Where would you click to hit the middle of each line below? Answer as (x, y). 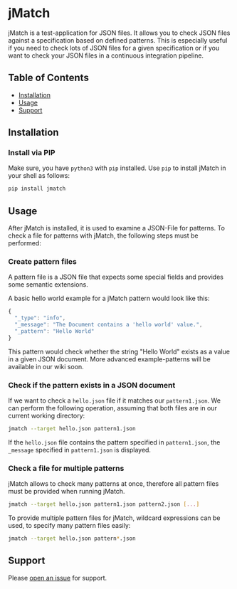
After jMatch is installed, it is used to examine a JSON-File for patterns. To (116, 228)
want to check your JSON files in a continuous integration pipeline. (106, 55)
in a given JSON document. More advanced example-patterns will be (109, 359)
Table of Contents (49, 78)
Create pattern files (42, 262)
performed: (25, 243)
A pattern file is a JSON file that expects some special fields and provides (116, 277)
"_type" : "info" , (40, 318)
